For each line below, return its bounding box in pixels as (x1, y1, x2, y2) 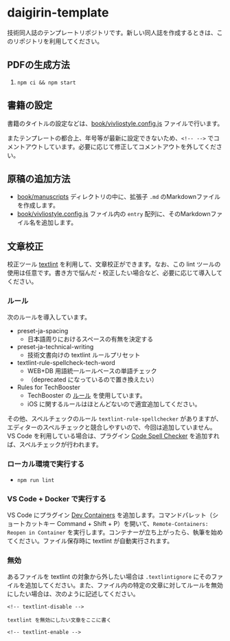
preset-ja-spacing (16, 327, 69, 335)
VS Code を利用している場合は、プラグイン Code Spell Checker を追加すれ (7, 432, 220, 440)
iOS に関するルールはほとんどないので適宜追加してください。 (27, 400, 201, 408)
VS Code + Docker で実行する (7, 494, 106, 503)
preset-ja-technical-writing (16, 343, 94, 351)
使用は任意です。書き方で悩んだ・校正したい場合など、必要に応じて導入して (7, 269, 223, 277)
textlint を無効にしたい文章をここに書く (7, 617, 112, 624)
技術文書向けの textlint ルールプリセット (27, 351, 141, 359)
